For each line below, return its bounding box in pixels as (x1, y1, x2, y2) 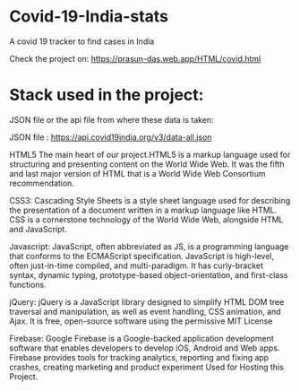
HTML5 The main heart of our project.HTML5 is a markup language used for (9, 149, 291, 160)
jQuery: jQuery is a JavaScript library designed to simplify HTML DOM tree (9, 296, 285, 307)
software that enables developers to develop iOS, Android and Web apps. (9, 343, 280, 353)
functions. (9, 279, 47, 290)
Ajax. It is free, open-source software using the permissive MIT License (9, 316, 273, 326)
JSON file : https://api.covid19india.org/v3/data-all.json (9, 132, 212, 143)
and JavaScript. (9, 223, 67, 234)
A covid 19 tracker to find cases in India (9, 36, 155, 47)
